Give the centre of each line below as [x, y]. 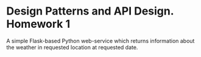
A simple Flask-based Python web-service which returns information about [100, 41]
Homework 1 [38, 24]
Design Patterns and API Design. [90, 11]
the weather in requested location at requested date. [72, 47]
